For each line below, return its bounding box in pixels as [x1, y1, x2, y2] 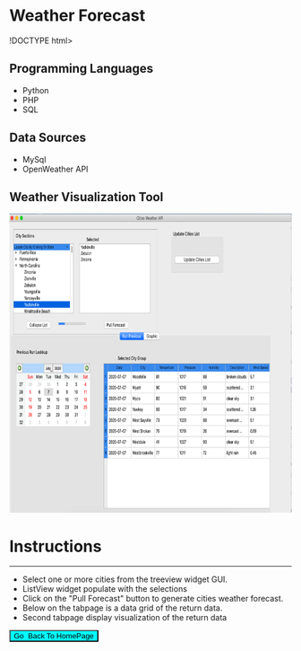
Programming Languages [9, 61, 154, 76]
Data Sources [9, 130, 87, 145]
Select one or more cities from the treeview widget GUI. [21, 574, 228, 585]
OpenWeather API [21, 163, 89, 174]
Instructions [9, 536, 102, 557]
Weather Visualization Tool [9, 189, 164, 205]
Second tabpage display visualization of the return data [21, 612, 228, 623]
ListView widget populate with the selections [21, 584, 188, 594]
